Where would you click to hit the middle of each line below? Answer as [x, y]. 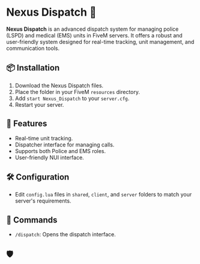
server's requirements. [43, 201]
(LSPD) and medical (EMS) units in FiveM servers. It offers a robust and [95, 35]
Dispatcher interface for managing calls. [65, 145]
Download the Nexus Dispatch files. [59, 85]
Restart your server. [39, 104]
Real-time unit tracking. [44, 138]
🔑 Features [27, 124]
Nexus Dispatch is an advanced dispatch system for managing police [92, 29]
